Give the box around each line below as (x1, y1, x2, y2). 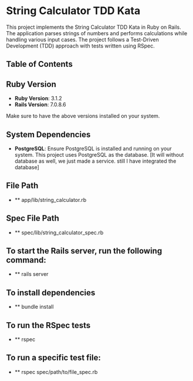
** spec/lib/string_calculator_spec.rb (14, 229, 104, 236)
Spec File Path (6, 213, 60, 224)
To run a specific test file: (6, 353, 101, 363)
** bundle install (14, 304, 54, 311)
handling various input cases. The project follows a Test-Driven (6, 36, 160, 43)
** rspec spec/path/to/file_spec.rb (14, 368, 98, 375)
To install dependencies (6, 288, 96, 298)
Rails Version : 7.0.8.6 (14, 101, 66, 108)
